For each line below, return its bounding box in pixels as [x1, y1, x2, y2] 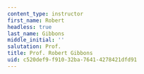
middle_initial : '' [7, 37, 65, 44]
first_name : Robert [7, 17, 65, 24]
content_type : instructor [7, 10, 83, 18]
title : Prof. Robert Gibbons [7, 50, 93, 57]
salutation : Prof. [7, 43, 61, 50]
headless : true [7, 23, 52, 30]
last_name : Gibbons [7, 30, 65, 37]
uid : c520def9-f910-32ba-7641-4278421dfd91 [7, 56, 138, 63]
